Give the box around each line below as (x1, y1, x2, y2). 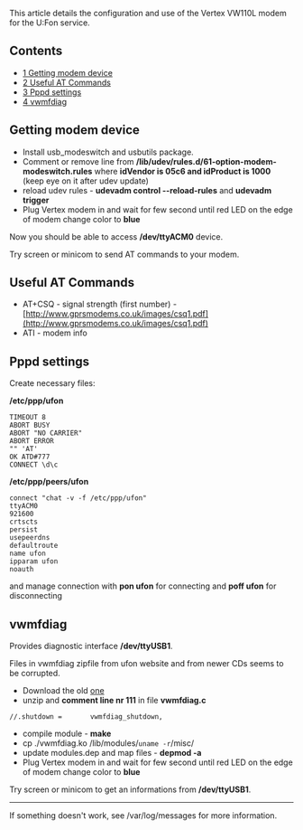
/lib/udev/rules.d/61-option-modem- (135, 156, 277, 166)
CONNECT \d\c (9, 460, 59, 469)
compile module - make (22, 728, 112, 740)
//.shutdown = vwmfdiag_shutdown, (9, 712, 164, 722)
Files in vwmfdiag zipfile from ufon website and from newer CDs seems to (9, 658, 284, 669)
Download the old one (22, 685, 106, 696)
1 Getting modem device (22, 67, 113, 78)
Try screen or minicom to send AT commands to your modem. (9, 249, 240, 259)
